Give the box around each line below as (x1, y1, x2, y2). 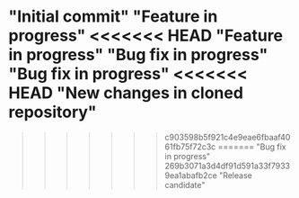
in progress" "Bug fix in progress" (8, 45, 268, 65)
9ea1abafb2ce (164, 169, 217, 181)
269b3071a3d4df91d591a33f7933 (164, 160, 291, 171)
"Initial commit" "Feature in (8, 6, 218, 27)
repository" (8, 102, 97, 122)
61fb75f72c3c (164, 141, 216, 152)
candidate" (164, 179, 206, 190)
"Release (218, 169, 252, 181)
